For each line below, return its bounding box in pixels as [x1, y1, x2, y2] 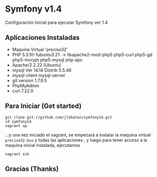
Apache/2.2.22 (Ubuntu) [12, 62, 62, 68]
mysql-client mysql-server [12, 72, 66, 78]
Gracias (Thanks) [5, 164, 59, 173]
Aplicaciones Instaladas [5, 34, 80, 42]
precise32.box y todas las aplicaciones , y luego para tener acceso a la [5, 137, 147, 143]
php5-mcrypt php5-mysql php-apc [12, 57, 83, 63]
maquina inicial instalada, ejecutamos [5, 142, 80, 148]
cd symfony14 [5, 119, 32, 124]
